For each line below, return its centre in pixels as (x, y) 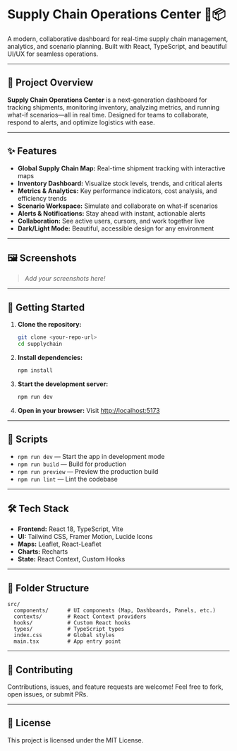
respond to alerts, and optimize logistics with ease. (81, 122)
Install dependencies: (50, 357)
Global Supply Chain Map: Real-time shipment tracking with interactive (121, 168)
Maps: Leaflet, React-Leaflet (59, 544)
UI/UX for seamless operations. (53, 54)
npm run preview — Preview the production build (88, 471)
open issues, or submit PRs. (48, 694)
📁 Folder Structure (48, 588)
